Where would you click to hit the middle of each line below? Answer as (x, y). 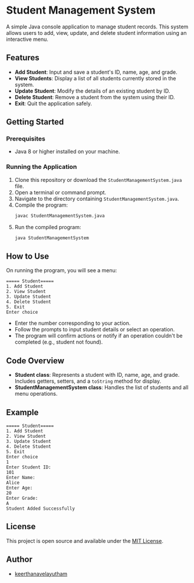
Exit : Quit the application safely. (53, 103)
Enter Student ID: (29, 467)
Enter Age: (19, 488)
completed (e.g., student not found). (59, 342)
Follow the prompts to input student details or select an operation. (95, 330)
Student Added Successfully (41, 509)
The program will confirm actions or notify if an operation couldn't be (98, 336)
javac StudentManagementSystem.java (60, 216)
